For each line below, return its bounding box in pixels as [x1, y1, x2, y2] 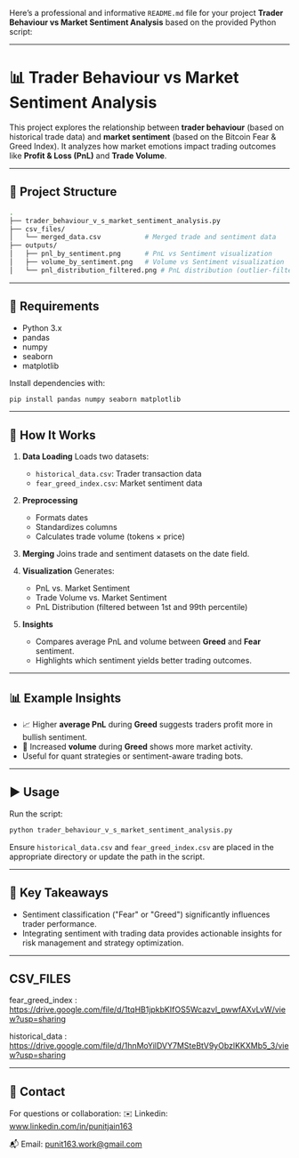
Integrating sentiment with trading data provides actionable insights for [21, 928, 282, 938]
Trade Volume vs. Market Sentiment [35, 592, 167, 603]
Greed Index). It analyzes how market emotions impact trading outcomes [9, 141, 277, 151]
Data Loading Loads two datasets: [21, 451, 149, 462]
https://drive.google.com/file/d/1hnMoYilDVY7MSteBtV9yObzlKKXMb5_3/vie [9, 1041, 289, 1051]
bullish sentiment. [21, 732, 87, 743]
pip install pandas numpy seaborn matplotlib [9, 395, 181, 404]
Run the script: [9, 808, 63, 819]
